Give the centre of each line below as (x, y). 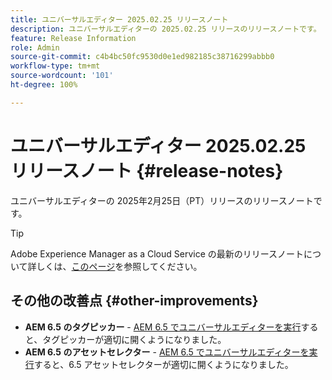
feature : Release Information (73, 38)
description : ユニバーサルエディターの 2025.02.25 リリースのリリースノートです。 (166, 29)
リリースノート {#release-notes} (147, 170)
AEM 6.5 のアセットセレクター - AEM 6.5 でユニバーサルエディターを (167, 352)
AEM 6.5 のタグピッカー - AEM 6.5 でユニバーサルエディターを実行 (163, 327)
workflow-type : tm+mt (55, 66)
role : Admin (35, 47)
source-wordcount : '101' (62, 76)
